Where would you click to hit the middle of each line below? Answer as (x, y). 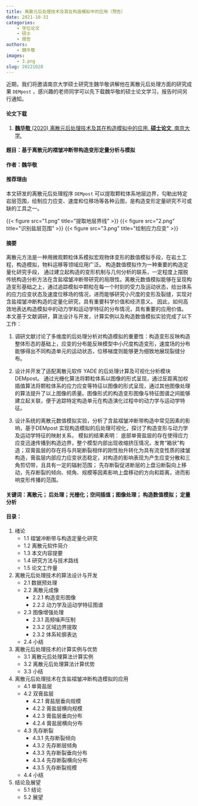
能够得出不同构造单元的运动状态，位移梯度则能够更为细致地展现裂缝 (97, 351)
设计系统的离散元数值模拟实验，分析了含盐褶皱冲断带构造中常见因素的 (100, 421)
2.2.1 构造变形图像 (54, 597)
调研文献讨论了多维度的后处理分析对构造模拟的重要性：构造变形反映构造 (102, 336)
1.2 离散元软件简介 (46, 546)
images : (16, 56)
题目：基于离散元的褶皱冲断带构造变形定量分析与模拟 (71, 150)
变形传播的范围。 (41, 480)
